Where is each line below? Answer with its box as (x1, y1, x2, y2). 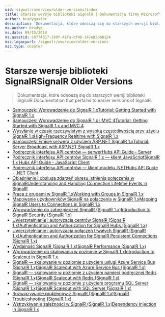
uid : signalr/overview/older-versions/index (5, 7, 98, 12)
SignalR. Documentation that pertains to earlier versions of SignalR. (17, 97, 152, 103)
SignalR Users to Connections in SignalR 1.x (12, 201, 101, 207)
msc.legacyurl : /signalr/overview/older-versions (5, 40, 109, 44)
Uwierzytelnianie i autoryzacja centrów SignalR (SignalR (12, 217, 126, 223)
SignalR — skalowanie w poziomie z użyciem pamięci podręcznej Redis (12, 270, 157, 276)
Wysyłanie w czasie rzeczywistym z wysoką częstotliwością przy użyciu (12, 128, 160, 134)
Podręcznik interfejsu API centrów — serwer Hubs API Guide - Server (12, 149, 152, 155)
